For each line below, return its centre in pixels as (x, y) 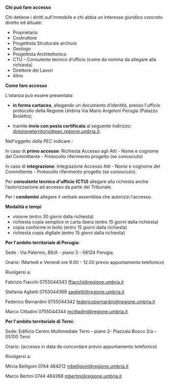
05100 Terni (18, 337)
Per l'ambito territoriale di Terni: (40, 321)
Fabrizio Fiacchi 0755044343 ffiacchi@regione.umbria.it (64, 282)
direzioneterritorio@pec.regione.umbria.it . (57, 131)
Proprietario (25, 32)
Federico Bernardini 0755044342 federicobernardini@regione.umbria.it (80, 302)
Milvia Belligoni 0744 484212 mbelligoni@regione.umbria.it (67, 366)
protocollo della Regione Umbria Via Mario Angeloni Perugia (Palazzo (85, 111)
